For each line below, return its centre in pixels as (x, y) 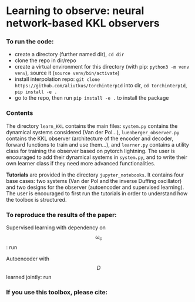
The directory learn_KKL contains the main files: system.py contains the (92, 126)
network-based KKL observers (83, 23)
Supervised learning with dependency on (56, 228)
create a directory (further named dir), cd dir (69, 55)
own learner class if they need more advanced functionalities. (81, 163)
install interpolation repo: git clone (57, 79)
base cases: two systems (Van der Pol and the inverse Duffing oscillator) (94, 181)
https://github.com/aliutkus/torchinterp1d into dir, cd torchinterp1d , (101, 86)
